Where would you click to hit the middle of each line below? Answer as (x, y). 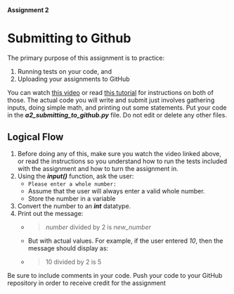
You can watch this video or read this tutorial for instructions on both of (111, 92)
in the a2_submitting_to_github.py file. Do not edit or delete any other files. (117, 115)
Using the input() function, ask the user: (76, 177)
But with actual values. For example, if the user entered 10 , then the (125, 241)
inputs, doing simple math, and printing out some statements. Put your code (117, 107)
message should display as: (68, 248)
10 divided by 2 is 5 (73, 262)
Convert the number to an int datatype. (74, 206)
